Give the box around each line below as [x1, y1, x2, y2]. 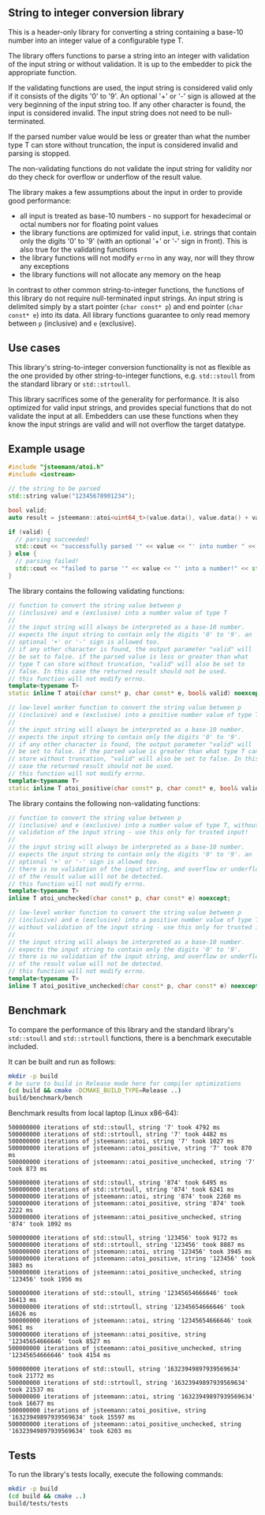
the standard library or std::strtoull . [8, 379, 131, 389]
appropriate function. [8, 67, 77, 77]
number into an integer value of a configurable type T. [8, 35, 184, 45]
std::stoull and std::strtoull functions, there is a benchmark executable [8, 1033, 252, 1043]
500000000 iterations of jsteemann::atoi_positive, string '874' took [8, 1200, 245, 1207]
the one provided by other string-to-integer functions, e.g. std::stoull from [8, 371, 256, 380]
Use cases [8, 341, 61, 355]
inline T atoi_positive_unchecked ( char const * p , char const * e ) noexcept [8, 982, 259, 990]
